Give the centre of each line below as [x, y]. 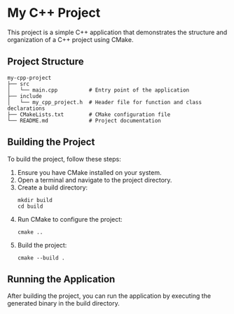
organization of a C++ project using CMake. [70, 39]
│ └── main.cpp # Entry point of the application [98, 90]
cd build [30, 206]
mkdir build [35, 200]
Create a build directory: [53, 187]
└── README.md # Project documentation [84, 120]
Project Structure [46, 62]
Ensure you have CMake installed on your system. [89, 172]
